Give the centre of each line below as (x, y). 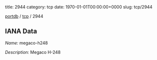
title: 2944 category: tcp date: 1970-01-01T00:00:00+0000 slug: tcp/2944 (79, 7)
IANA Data (21, 31)
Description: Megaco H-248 (33, 52)
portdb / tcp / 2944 (24, 16)
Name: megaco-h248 (27, 43)
